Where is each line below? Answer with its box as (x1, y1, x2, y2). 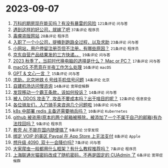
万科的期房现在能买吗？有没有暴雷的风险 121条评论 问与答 (12, 20, 128, 26)
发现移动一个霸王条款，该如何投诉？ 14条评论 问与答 (12, 89, 117, 95)
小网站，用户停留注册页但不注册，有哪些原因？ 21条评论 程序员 (12, 45, 139, 51)
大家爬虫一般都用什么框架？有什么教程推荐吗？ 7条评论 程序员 (12, 145, 137, 151)
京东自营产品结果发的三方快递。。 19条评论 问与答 (12, 51, 110, 58)
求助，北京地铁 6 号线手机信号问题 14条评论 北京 (12, 76, 110, 83)
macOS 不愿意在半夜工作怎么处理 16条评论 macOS (12, 64, 111, 70)
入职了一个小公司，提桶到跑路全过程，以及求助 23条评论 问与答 (12, 39, 139, 45)
